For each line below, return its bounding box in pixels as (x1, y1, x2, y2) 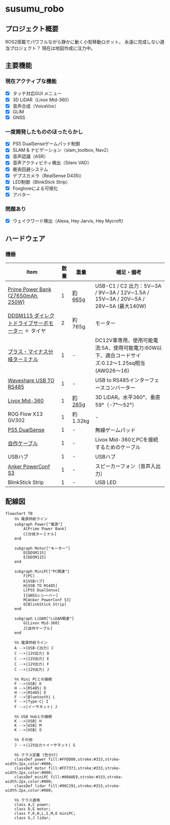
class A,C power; (14, 802, 51, 807)
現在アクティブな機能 (5, 78, 57, 85)
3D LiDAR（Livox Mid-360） (12, 97, 72, 103)
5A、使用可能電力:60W (101, 344, 157, 351)
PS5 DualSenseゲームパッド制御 (12, 141, 80, 147)
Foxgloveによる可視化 (12, 185, 58, 191)
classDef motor (14, 765, 47, 771)
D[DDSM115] (23, 550, 47, 555)
